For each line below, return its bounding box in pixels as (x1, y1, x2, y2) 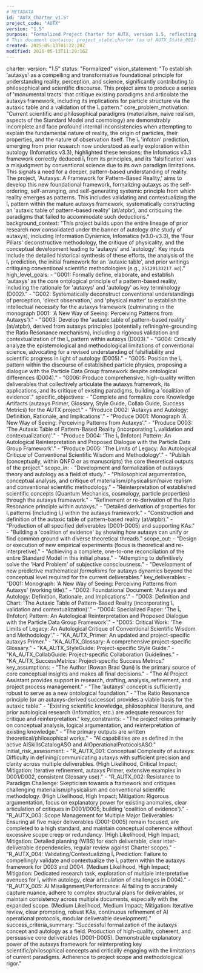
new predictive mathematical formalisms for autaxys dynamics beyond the (6, 567, 193, 574)
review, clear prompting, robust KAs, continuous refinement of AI (6, 908, 168, 915)
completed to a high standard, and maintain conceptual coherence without (6, 825, 193, 832)
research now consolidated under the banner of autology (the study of (6, 225, 182, 233)
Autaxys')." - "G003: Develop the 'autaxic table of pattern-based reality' (6, 316, 187, 323)
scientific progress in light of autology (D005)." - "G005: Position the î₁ (6, 354, 182, 362)
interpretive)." (6, 548, 41, 555)
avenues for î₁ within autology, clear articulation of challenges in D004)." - (6, 876, 191, 883)
